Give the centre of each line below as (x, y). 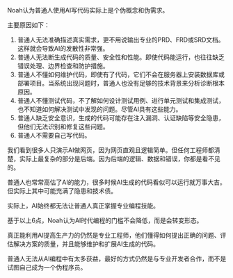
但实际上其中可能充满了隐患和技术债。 (62, 191)
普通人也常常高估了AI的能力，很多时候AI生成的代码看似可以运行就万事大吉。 (116, 182)
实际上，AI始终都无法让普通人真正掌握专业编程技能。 (83, 206)
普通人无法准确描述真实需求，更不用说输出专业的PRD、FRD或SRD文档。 (121, 40)
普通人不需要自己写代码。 (54, 135)
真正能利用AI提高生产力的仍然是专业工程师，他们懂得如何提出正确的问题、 (114, 235)
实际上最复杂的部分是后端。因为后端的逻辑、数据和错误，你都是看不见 (120, 159)
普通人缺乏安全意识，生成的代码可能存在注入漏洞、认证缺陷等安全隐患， (121, 118)
